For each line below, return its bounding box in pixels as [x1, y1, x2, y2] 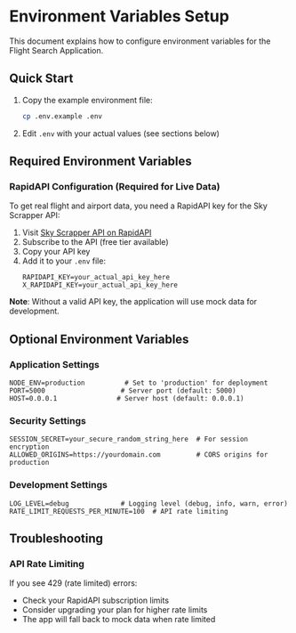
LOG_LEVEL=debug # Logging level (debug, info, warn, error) [9, 499, 289, 508]
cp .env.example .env [21, 111, 102, 121]
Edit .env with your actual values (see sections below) [21, 127, 220, 139]
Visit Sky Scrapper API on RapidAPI [21, 227, 152, 238]
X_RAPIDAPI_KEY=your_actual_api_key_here [21, 280, 178, 290]
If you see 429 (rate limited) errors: [9, 578, 138, 588]
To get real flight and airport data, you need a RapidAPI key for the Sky [9, 200, 268, 211]
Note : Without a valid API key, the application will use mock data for [9, 296, 258, 307]
